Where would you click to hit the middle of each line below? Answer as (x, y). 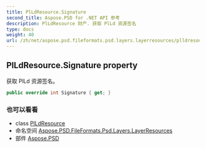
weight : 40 (20, 35)
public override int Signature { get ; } (59, 93)
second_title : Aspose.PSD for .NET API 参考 (63, 18)
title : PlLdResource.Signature (46, 12)
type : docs (20, 29)
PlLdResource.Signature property (72, 65)
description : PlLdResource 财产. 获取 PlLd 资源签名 (71, 23)
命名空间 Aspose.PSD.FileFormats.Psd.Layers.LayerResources (94, 130)
